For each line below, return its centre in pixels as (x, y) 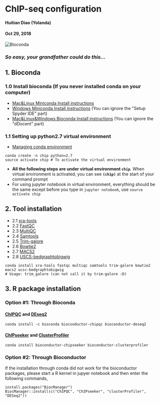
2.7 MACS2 (23, 251)
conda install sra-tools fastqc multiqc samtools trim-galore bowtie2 (78, 265)
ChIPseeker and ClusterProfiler (37, 335)
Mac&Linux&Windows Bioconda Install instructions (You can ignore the (83, 118)
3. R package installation (43, 289)
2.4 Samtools (25, 236)
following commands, (26, 378)
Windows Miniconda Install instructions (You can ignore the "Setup (79, 108)
